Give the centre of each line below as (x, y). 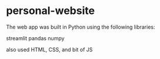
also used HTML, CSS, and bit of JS (49, 49)
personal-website (51, 11)
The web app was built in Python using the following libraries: (81, 27)
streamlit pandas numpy (35, 38)
